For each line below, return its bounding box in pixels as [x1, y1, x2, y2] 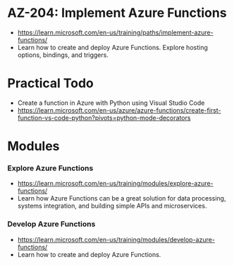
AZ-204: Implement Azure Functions [7, 5, 227, 21]
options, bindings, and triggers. [17, 51, 109, 59]
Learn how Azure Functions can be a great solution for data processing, [17, 194, 226, 203]
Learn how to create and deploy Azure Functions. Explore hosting [17, 43, 208, 51]
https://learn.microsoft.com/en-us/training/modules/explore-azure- [17, 179, 214, 188]
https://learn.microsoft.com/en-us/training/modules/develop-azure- [17, 235, 215, 243]
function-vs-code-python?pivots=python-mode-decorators [17, 113, 191, 122]
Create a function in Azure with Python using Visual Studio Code [17, 99, 205, 107]
